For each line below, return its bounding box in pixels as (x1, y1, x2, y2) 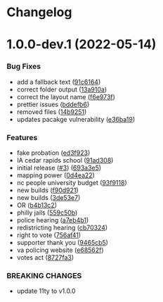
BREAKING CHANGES (6, 270, 82, 280)
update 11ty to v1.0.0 (16, 287, 76, 296)
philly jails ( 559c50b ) (16, 208, 78, 217)
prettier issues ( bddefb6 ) (16, 100, 89, 108)
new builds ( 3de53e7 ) (16, 193, 81, 201)
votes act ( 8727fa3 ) (16, 253, 74, 261)
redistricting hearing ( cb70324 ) (16, 223, 108, 232)
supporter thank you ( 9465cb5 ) (16, 238, 108, 246)
